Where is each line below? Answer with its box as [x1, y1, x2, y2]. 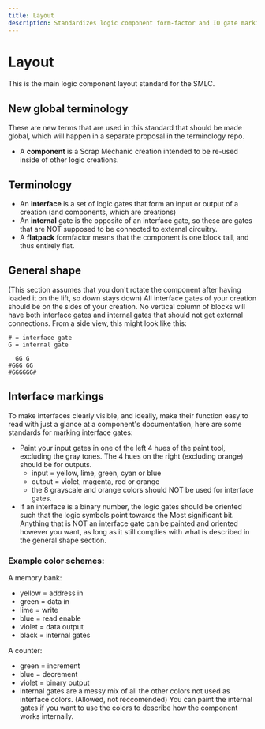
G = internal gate [8, 341, 69, 349]
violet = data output [19, 621, 84, 631]
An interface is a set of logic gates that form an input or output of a [19, 199, 239, 209]
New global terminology [8, 102, 129, 115]
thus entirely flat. [19, 241, 75, 251]
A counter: [8, 645, 43, 655]
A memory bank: [8, 572, 62, 582]
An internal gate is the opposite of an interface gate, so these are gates [19, 216, 252, 225]
